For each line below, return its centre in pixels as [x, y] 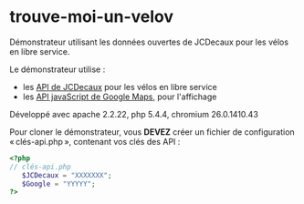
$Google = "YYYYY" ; [58, 184]
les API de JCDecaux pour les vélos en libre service [120, 87]
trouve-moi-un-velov [92, 17]
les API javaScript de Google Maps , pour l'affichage [120, 97]
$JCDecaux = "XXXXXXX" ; [67, 175]
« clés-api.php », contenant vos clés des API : [95, 141]
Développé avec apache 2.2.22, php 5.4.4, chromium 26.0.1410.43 [134, 114]
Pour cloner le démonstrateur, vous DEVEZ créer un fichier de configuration [152, 132]
